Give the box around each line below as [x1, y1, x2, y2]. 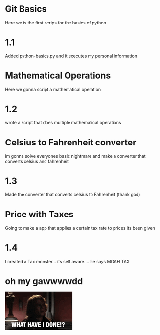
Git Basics [5, 3, 47, 15]
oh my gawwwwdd [5, 275, 83, 287]
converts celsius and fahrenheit [5, 158, 69, 164]
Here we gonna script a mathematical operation [5, 86, 101, 92]
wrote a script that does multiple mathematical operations [5, 120, 121, 125]
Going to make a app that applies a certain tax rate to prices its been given [5, 225, 155, 231]
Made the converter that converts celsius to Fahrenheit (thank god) [5, 191, 140, 197]
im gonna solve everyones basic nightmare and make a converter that [5, 153, 146, 159]
